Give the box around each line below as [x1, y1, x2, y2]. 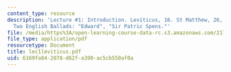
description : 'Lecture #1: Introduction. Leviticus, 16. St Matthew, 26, [7, 16, 223, 23]
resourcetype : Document [7, 42, 76, 49]
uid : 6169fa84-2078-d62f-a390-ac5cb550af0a [7, 55, 134, 62]
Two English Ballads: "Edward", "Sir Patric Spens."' [13, 23, 170, 29]
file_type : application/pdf [7, 36, 88, 43]
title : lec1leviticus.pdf [7, 49, 81, 56]
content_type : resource [7, 10, 76, 17]
